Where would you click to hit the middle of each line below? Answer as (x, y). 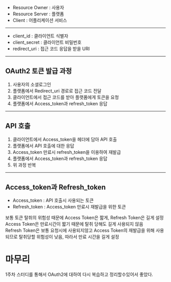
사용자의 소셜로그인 (32, 84)
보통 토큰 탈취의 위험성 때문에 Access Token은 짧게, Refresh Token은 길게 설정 (84, 218)
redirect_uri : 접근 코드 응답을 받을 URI (51, 49)
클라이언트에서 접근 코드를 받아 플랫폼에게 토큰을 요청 (66, 97)
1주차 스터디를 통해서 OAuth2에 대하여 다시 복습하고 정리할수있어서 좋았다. (79, 274)
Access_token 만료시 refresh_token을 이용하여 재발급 (67, 152)
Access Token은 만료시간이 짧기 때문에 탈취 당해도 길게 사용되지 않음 (74, 224)
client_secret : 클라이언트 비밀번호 (47, 42)
